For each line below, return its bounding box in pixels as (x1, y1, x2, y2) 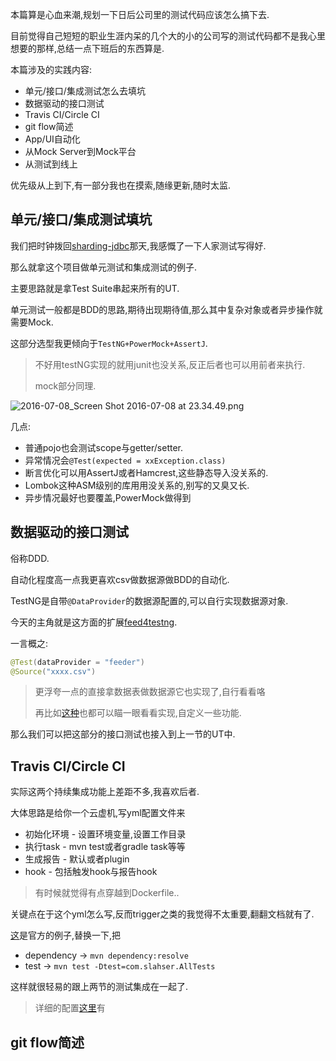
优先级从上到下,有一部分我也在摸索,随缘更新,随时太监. (10, 179, 232, 191)
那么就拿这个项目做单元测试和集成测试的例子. (10, 261, 198, 273)
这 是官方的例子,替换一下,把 (10, 929, 122, 942)
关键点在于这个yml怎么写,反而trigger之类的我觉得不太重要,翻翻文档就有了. (10, 908, 315, 920)
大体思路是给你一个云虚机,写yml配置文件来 (10, 807, 186, 819)
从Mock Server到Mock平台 (24, 146, 137, 157)
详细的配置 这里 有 (34, 1002, 106, 1014)
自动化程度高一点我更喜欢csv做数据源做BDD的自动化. (10, 573, 230, 585)
